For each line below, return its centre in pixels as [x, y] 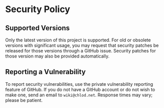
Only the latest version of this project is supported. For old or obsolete [78, 40]
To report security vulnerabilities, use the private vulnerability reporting [79, 84]
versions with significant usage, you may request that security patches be [82, 45]
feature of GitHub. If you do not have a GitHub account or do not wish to [80, 89]
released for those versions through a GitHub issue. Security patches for [81, 51]
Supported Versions [37, 28]
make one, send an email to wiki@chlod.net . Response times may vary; [79, 95]
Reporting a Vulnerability [45, 72]
